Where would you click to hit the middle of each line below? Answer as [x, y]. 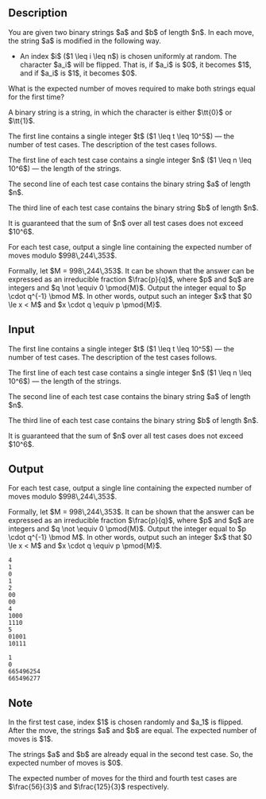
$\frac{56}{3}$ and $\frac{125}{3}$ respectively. [89, 787]
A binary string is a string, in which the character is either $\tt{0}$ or [120, 112]
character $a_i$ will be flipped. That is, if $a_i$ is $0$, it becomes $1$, [135, 64]
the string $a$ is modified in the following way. [85, 41]
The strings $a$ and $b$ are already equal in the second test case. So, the [131, 754]
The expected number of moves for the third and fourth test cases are [123, 778]
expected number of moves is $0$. [66, 763]
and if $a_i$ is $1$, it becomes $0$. [78, 73]
